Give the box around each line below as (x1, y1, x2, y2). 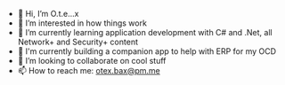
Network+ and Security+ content (17, 36, 138, 47)
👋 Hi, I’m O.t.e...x (17, 9, 79, 19)
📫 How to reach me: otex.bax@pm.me (17, 66, 160, 75)
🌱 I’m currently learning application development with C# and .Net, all (17, 27, 273, 37)
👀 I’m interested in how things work (17, 18, 147, 28)
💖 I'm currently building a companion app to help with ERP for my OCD (17, 46, 277, 57)
